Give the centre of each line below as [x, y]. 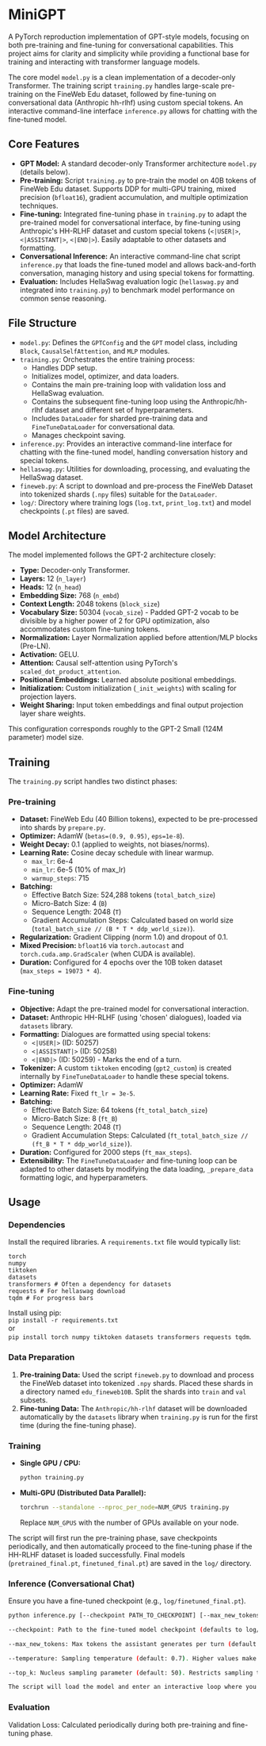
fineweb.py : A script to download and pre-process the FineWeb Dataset [136, 485]
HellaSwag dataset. [51, 477]
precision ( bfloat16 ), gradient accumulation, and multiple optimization [134, 197]
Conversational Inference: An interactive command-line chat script [130, 256]
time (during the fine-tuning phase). [78, 1425]
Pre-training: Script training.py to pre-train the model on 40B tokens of [138, 180]
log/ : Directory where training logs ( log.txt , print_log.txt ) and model [135, 502]
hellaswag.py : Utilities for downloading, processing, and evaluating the [135, 469]
